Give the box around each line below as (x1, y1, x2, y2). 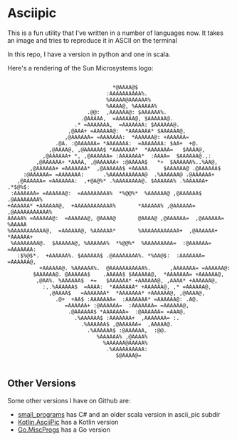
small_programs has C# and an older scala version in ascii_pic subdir (17, 410, 221, 418)
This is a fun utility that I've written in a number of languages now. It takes (7, 28, 224, 37)
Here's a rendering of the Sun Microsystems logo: (7, 63, 154, 72)
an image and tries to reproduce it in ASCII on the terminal (7, 36, 178, 44)
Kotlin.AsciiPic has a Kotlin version (17, 417, 119, 426)
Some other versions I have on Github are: (7, 396, 131, 405)
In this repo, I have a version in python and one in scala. (7, 50, 171, 58)
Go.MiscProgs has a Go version (17, 425, 110, 434)
